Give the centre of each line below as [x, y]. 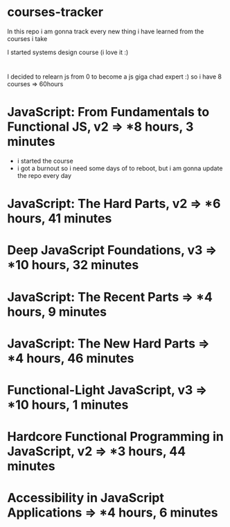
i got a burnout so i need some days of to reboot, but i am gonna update [120, 168]
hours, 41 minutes [60, 219]
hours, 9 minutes [57, 312]
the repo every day [44, 176]
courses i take [27, 38]
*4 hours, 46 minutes [71, 358]
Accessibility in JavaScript [86, 498]
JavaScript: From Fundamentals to [108, 112]
